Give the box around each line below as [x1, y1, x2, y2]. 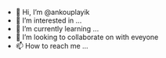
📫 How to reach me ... [15, 42, 88, 50]
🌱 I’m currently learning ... [15, 24, 99, 33]
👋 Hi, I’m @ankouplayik [15, 8, 90, 16]
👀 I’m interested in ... [15, 16, 82, 25]
